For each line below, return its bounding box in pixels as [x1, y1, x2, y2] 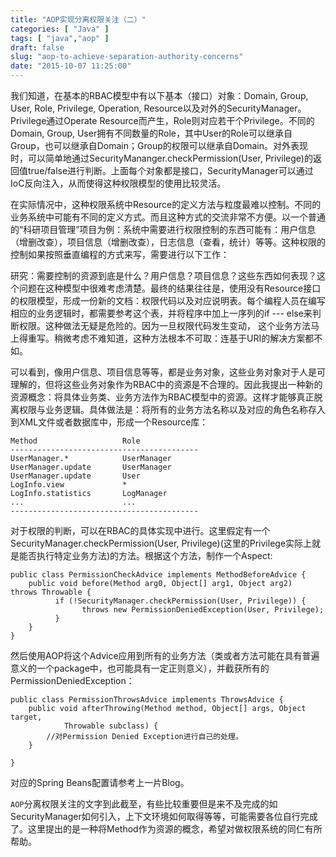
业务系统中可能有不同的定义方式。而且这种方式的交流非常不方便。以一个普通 [10, 211, 326, 223]
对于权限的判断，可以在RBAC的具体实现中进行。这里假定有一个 [10, 525, 271, 536]
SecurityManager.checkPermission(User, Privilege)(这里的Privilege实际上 [10, 537, 313, 549]
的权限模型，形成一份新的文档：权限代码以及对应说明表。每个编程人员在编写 [10, 295, 326, 306]
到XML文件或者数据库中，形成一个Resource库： [10, 416, 209, 428]
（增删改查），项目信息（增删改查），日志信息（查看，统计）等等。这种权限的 [10, 236, 326, 248]
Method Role [10, 436, 141, 446]
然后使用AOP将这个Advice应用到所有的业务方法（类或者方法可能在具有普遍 [10, 650, 320, 661]
